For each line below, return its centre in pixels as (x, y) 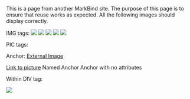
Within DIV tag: (24, 79)
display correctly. (27, 21)
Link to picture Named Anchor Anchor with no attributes (74, 67)
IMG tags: (18, 33)
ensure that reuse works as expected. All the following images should (91, 15)
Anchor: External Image (35, 56)
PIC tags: (17, 44)
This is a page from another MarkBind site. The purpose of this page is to (95, 9)
